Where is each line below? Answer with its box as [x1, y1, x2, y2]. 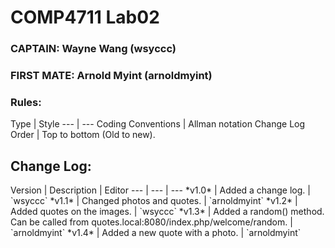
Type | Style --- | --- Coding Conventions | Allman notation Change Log [10, 118, 306, 130]
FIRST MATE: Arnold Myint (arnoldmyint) [10, 69, 213, 83]
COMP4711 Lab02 [10, 6, 160, 29]
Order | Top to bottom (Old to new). [10, 129, 156, 141]
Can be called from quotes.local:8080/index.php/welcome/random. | [10, 216, 293, 228]
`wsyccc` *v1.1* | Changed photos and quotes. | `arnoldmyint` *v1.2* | [10, 195, 298, 207]
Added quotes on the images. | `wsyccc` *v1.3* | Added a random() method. [10, 206, 325, 218]
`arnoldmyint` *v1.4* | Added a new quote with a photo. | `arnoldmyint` [10, 227, 302, 239]
